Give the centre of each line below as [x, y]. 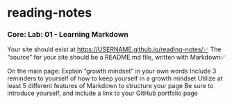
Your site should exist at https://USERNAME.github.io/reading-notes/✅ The [114, 49]
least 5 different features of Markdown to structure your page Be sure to [110, 86]
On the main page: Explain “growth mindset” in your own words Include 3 [112, 71]
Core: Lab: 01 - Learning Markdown [68, 35]
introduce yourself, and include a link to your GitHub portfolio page [102, 93]
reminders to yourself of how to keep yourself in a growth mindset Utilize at [115, 78]
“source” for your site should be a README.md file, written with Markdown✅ [116, 58]
